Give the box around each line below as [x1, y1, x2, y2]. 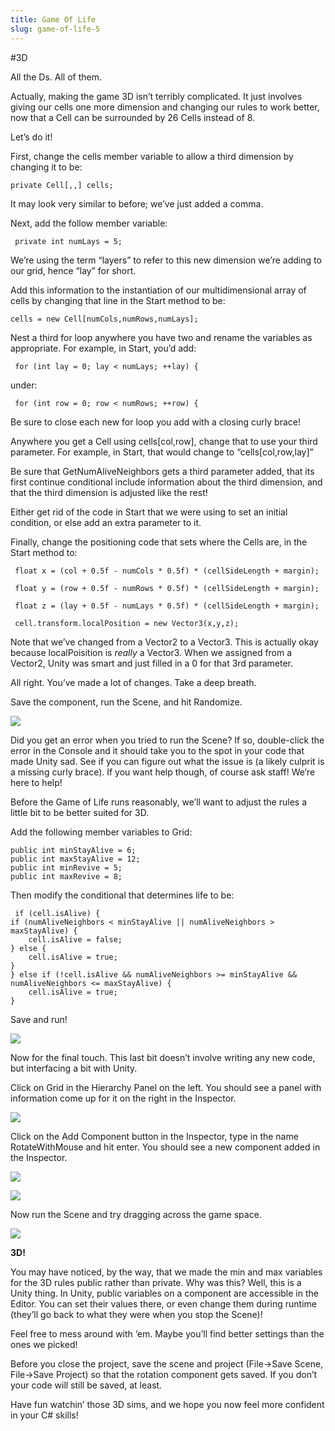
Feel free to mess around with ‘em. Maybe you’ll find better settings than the [10, 1327, 325, 1340]
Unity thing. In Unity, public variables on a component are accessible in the [10, 1287, 319, 1299]
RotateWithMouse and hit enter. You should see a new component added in [10, 1141, 321, 1153]
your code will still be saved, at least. [10, 1379, 163, 1391]
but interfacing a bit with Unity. [10, 1062, 138, 1074]
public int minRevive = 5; [10, 862, 123, 873]
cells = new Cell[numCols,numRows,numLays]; [10, 314, 199, 324]
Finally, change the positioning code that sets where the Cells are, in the [10, 536, 308, 548]
